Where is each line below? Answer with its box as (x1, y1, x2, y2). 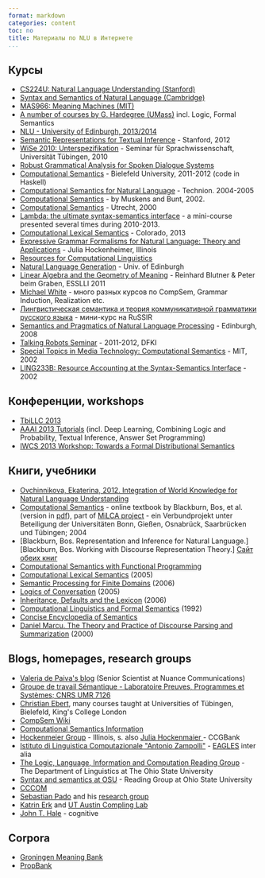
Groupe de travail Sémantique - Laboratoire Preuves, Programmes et (19, 682, 244, 691)
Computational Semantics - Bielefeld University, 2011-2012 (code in (19, 169, 240, 179)
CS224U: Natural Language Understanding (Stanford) (19, 84, 196, 94)
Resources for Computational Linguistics (19, 254, 153, 263)
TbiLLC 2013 (19, 415, 62, 425)
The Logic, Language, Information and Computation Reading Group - (19, 757, 245, 767)
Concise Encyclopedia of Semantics (19, 612, 138, 621)
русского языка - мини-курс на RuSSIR (19, 313, 153, 322)
